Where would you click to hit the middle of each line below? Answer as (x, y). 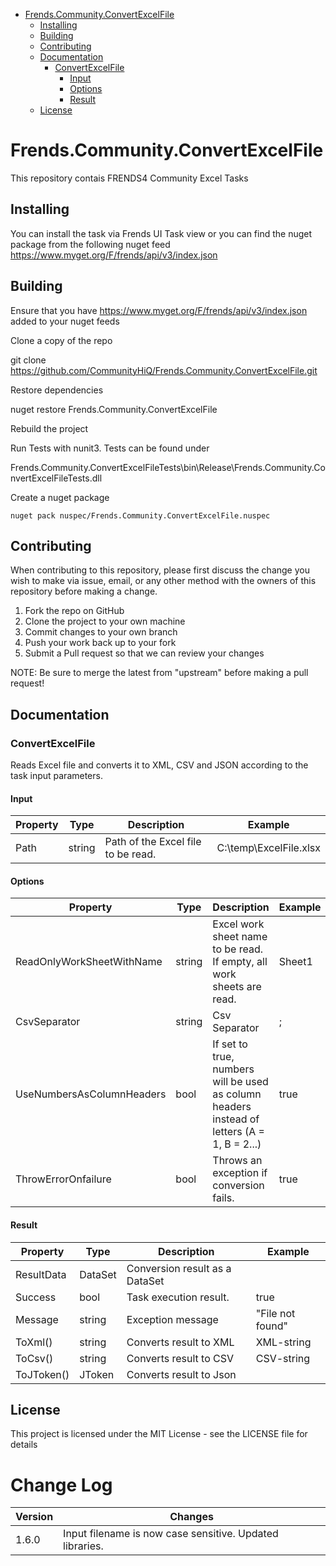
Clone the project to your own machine (105, 621)
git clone (28, 360)
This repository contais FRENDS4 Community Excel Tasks (129, 178)
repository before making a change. (84, 591)
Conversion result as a (179, 1268)
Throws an (237, 1161)
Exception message (172, 1319)
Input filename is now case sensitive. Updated (171, 1534)
